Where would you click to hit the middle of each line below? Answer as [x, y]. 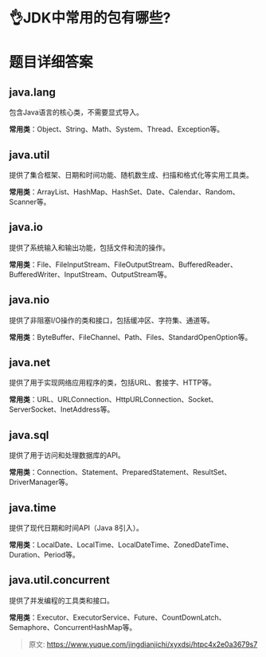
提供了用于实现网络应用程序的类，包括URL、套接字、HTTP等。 [112, 383]
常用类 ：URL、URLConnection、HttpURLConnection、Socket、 [113, 400]
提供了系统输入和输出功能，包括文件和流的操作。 [89, 247]
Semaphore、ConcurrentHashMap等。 [73, 627]
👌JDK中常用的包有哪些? [90, 18]
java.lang [33, 92]
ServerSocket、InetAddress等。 [62, 409]
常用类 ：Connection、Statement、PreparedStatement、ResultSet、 [120, 472]
